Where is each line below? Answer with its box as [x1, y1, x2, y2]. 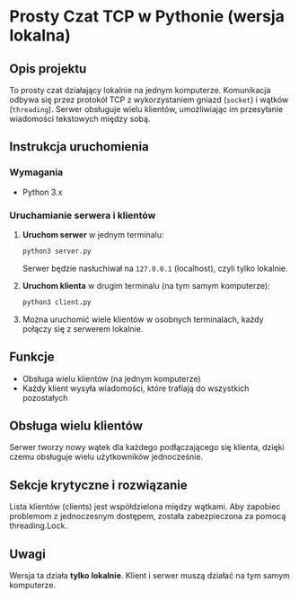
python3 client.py [22, 298, 92, 307]
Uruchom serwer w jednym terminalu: [22, 229, 164, 239]
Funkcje [9, 350, 56, 365]
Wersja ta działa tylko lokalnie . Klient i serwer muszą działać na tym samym [9, 569, 290, 580]
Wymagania [9, 166, 64, 178]
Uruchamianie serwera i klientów [9, 209, 156, 221]
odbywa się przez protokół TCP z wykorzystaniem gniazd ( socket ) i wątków [9, 94, 289, 105]
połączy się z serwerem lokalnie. [22, 323, 144, 334]
